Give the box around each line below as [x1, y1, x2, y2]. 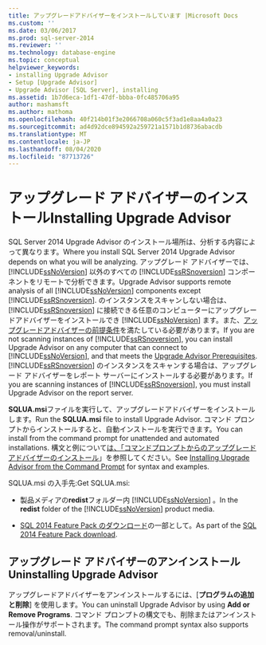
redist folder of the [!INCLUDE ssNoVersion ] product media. [19, 504, 215, 514]
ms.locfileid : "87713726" [8, 152, 94, 160]
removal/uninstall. [8, 629, 67, 638]
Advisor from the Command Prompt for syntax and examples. [8, 462, 209, 471]
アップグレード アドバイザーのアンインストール [8, 555, 241, 568]
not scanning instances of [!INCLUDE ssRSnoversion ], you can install [8, 334, 233, 344]
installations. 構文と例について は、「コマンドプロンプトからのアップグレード [8, 443, 257, 453]
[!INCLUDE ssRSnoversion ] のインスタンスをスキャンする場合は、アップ [8, 360, 243, 371]
